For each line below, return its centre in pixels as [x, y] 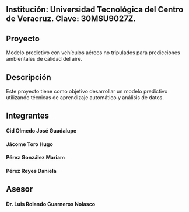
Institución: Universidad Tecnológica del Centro [95, 10]
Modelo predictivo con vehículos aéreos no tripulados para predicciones [93, 53]
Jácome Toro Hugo [30, 144]
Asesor [20, 189]
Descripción [29, 77]
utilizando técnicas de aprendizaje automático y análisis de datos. [85, 98]
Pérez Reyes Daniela [31, 171]
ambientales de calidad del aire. [44, 59]
